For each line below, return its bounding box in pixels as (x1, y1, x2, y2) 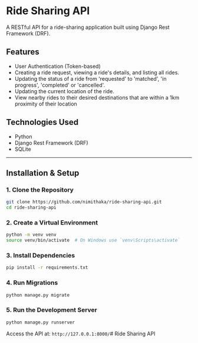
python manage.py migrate (6, 292, 70, 298)
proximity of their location (14, 100, 78, 107)
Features (6, 47, 39, 57)
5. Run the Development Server (6, 306, 97, 314)
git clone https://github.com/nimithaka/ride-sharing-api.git (6, 199, 162, 205)
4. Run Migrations (6, 279, 58, 287)
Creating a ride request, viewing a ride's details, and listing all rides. (14, 69, 180, 76)
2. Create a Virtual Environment (6, 218, 98, 226)
